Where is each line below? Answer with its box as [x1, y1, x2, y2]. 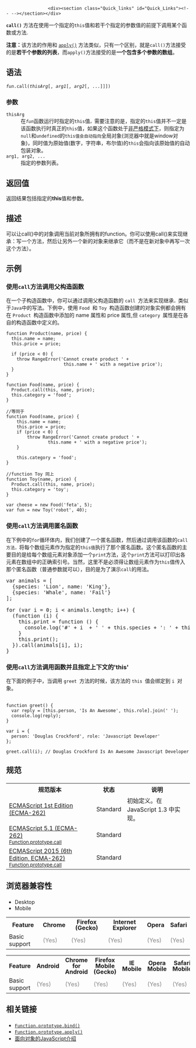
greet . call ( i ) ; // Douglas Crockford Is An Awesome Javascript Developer [6, 749, 190, 755]
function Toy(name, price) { [6, 476, 77, 483]
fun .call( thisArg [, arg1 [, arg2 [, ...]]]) [6, 83, 111, 89]
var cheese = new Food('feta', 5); [6, 502, 93, 508]
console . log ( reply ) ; [11, 713, 61, 719]
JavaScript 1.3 [127, 805, 167, 814]
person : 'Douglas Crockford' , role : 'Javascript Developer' [11, 733, 160, 739]
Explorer [113, 923, 137, 931]
